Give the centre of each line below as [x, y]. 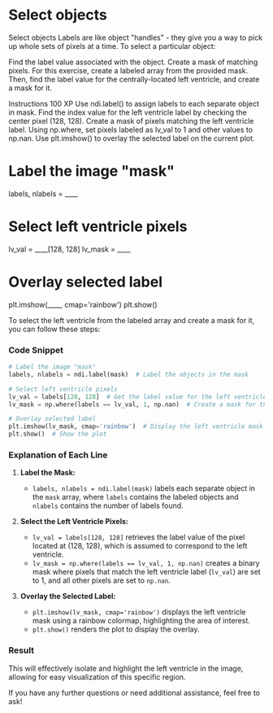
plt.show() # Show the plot [58, 434]
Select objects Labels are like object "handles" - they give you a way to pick [135, 37]
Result [22, 650]
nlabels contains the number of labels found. [108, 505]
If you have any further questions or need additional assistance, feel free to [134, 693]
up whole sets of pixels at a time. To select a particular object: [112, 46]
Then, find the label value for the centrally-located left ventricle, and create [134, 79]
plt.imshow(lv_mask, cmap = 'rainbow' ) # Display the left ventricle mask [136, 426]
